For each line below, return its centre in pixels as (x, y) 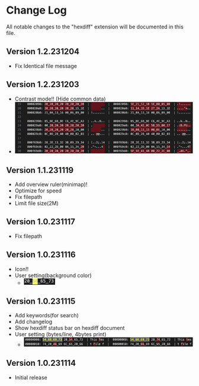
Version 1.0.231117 (41, 222)
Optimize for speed (38, 191)
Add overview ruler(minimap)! (51, 185)
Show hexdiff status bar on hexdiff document (70, 328)
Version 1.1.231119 (40, 170)
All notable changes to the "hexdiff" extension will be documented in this (95, 27)
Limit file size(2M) (37, 203)
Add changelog (33, 322)
